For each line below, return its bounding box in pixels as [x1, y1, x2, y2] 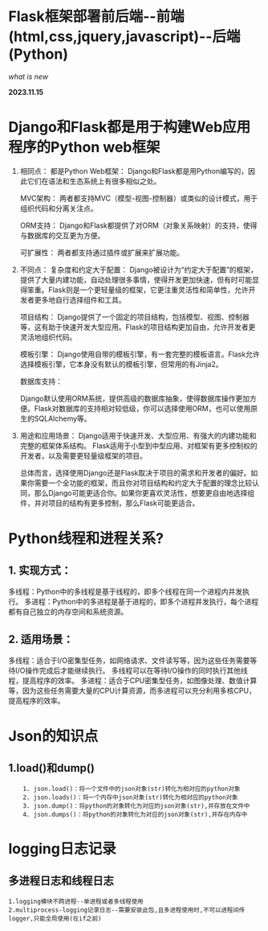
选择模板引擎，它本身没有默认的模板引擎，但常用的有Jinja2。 [19, 359, 223, 369]
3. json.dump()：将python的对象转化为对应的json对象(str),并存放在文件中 [22, 801, 250, 809]
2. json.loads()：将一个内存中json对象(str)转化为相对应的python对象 [22, 793, 238, 801]
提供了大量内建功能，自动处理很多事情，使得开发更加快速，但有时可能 [19, 274, 253, 284]
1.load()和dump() [8, 761, 95, 775]
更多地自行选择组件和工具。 [34, 295, 126, 304]
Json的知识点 [8, 727, 99, 745]
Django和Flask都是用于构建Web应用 [8, 118, 251, 137]
